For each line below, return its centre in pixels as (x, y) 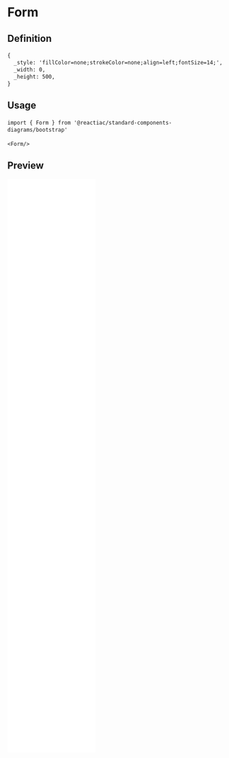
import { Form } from (39, 122)
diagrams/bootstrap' (38, 130)
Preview (26, 166)
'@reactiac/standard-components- (123, 122)
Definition (29, 39)
